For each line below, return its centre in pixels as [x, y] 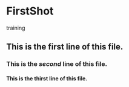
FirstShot [30, 11]
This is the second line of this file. [57, 64]
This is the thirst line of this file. [47, 78]
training [16, 28]
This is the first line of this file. [65, 47]
